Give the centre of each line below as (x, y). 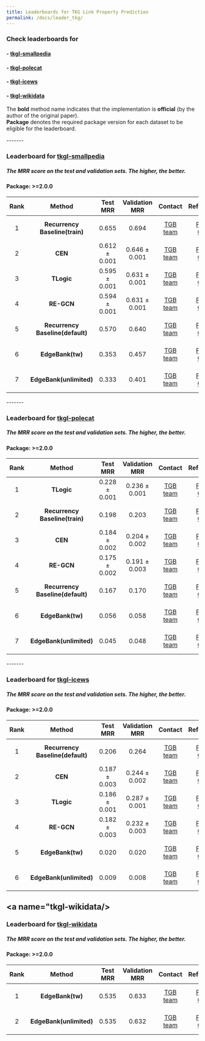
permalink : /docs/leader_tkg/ (45, 18)
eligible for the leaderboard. (41, 128)
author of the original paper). (43, 116)
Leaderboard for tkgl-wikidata (52, 924)
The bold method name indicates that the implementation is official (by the (101, 109)
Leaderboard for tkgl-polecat (50, 418)
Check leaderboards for (42, 39)
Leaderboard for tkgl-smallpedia (56, 157)
